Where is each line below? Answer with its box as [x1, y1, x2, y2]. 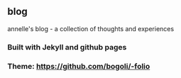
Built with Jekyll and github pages [7, 42, 127, 52]
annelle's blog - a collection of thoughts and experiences [7, 24, 175, 33]
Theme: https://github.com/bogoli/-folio [7, 61, 150, 71]
